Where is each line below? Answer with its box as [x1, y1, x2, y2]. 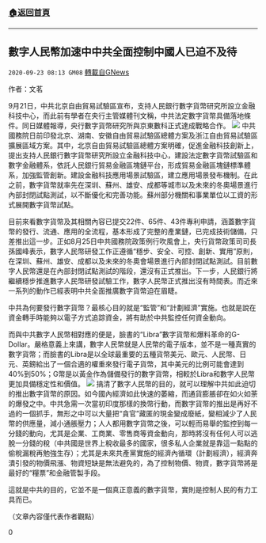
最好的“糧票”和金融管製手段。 [8, 469, 105, 478]
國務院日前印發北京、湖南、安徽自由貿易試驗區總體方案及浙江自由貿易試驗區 [8, 131, 258, 140]
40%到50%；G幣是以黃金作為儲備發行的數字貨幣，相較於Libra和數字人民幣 [8, 370, 255, 379]
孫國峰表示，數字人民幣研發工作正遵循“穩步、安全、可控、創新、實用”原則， [8, 247, 257, 256]
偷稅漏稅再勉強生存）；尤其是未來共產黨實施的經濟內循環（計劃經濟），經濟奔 [8, 449, 258, 458]
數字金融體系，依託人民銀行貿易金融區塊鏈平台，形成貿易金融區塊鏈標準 [8, 161, 244, 170]
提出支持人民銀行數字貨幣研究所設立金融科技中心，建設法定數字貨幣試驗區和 [8, 150, 258, 160]
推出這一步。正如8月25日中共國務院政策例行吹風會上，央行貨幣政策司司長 [14, 237, 257, 246]
